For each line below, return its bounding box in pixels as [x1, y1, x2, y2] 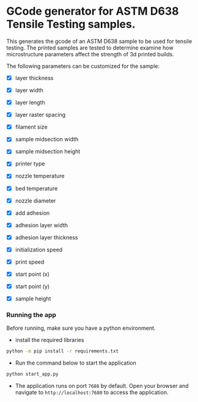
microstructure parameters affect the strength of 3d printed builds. [6, 50, 174, 58]
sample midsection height [15, 148, 81, 155]
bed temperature [15, 185, 58, 192]
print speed [15, 258, 45, 266]
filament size [15, 124, 48, 131]
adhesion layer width [15, 221, 68, 229]
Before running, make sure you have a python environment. [6, 324, 156, 332]
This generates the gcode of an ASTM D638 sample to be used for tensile [6, 37, 193, 45]
